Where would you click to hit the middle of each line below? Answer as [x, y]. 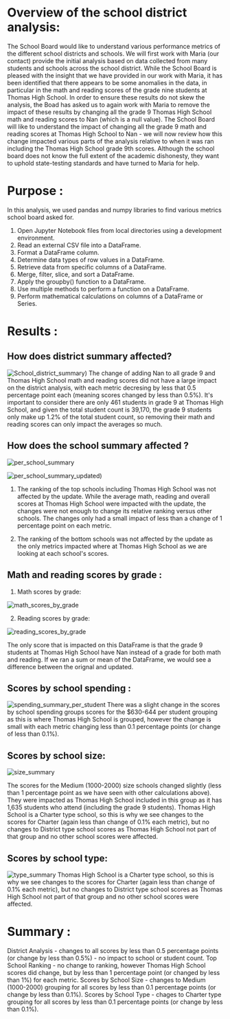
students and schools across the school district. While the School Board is [112, 68]
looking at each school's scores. [63, 553]
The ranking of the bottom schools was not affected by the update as [115, 539]
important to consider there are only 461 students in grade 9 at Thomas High [115, 402]
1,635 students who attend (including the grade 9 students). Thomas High [112, 807]
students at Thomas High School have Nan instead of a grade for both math [114, 652]
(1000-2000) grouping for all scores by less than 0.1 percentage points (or [112, 987]
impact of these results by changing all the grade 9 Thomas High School [110, 112]
